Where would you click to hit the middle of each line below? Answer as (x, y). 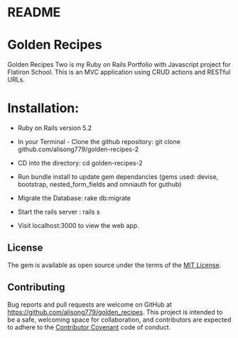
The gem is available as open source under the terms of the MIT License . (114, 265)
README (34, 12)
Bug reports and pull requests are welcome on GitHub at (90, 304)
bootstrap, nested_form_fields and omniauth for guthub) (99, 185)
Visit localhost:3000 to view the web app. (79, 226)
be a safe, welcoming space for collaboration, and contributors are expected (119, 320)
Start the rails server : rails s (59, 212)
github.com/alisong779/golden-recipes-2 (78, 149)
